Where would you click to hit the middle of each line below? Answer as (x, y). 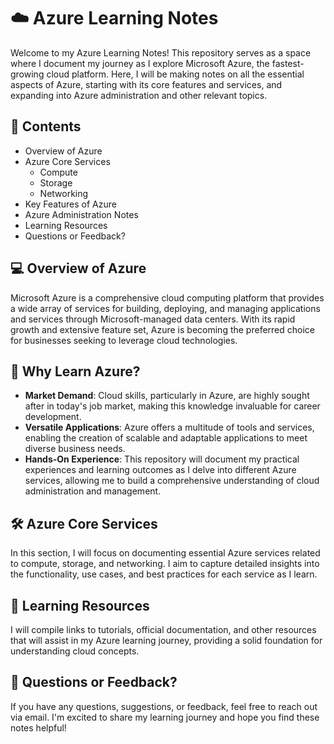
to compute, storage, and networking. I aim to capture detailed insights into (165, 564)
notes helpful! (38, 727)
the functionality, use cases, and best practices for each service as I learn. (164, 574)
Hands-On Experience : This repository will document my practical (162, 459)
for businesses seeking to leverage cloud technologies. (124, 340)
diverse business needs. (75, 449)
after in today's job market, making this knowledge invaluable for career (172, 406)
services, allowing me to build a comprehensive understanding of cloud (172, 481)
